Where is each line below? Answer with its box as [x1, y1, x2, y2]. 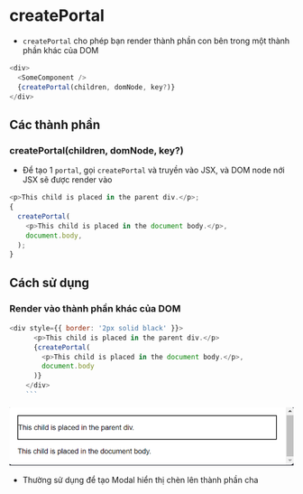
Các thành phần [9, 117, 101, 132]
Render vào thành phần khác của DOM [9, 302, 181, 314]
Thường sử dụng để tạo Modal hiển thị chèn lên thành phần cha [22, 475, 259, 486]
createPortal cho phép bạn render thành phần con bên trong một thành [22, 35, 290, 46]
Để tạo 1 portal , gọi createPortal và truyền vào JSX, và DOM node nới [22, 164, 286, 176]
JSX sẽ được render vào [22, 174, 113, 185]
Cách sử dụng [9, 275, 90, 290]
